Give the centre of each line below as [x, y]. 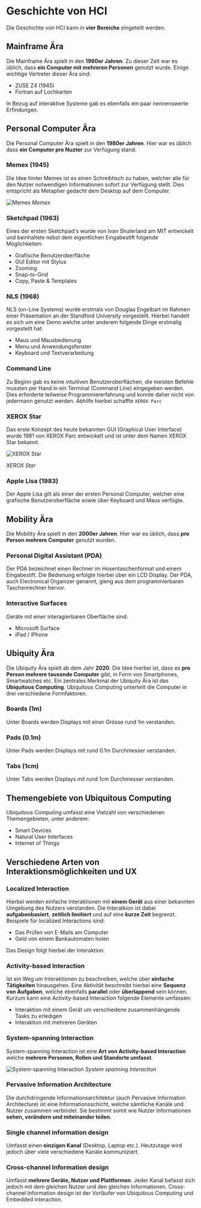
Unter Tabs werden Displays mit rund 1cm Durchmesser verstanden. [91, 779]
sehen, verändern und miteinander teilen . [59, 1117]
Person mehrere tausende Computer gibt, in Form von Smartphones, [92, 674]
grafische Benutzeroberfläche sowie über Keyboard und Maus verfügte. [95, 500]
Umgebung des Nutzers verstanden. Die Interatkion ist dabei [81, 908]
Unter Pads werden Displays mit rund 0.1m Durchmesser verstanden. [91, 751]
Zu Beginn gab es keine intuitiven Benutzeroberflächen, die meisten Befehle [100, 382]
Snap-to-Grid [31, 275]
